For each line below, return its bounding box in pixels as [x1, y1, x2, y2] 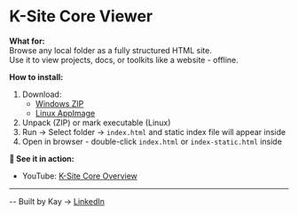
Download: [21, 89, 62, 100]
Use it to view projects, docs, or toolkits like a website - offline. [9, 54, 239, 65]
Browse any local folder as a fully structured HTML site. [9, 44, 213, 55]
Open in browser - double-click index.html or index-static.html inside [21, 136, 282, 147]
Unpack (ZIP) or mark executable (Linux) [21, 117, 171, 128]
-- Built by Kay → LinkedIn [9, 195, 105, 206]
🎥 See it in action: [9, 153, 74, 163]
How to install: [9, 71, 64, 82]
